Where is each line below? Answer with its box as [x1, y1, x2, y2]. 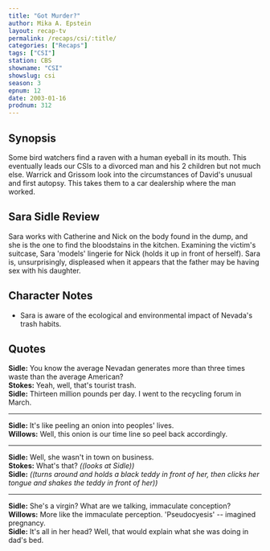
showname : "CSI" [8, 64, 63, 72]
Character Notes [8, 289, 93, 302]
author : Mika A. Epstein [8, 19, 92, 27]
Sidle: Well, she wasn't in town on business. [8, 452, 154, 463]
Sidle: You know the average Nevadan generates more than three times [8, 364, 245, 373]
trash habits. [19, 319, 62, 328]
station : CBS [8, 57, 52, 65]
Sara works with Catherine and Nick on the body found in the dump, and [8, 231, 248, 241]
